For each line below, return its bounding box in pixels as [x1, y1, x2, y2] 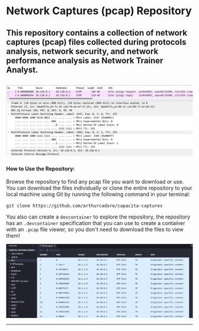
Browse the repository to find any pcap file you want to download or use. [6, 178, 184, 185]
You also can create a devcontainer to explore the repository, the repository [6, 213, 191, 220]
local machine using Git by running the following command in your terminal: [6, 191, 191, 198]
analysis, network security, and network [6, 46, 159, 56]
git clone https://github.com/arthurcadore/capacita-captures [6, 203, 163, 209]
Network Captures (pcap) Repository [6, 4, 192, 18]
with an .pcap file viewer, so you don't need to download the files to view [6, 226, 184, 233]
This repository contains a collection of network [6, 28, 188, 38]
